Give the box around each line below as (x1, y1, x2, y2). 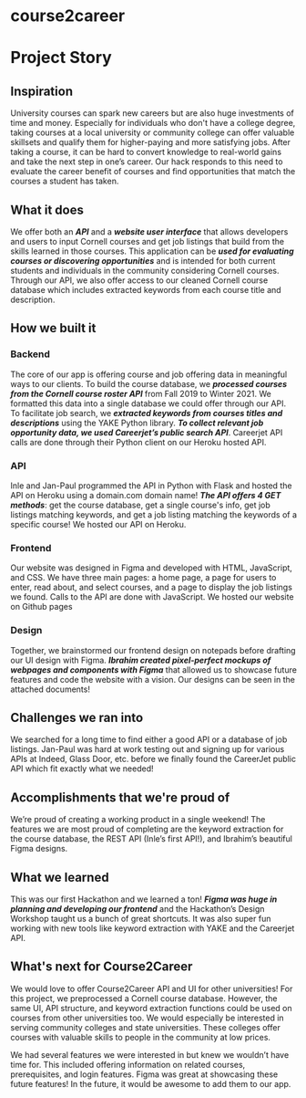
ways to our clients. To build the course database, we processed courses (10, 378, 288, 389)
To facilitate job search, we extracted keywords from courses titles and (10, 407, 283, 418)
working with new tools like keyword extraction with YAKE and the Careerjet (10, 923, 295, 934)
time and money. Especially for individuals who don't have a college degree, (10, 118, 296, 129)
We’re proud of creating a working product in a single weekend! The (10, 814, 266, 825)
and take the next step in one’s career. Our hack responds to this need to (10, 156, 283, 167)
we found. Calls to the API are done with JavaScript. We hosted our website (10, 591, 294, 602)
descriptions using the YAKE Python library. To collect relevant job (10, 417, 264, 428)
